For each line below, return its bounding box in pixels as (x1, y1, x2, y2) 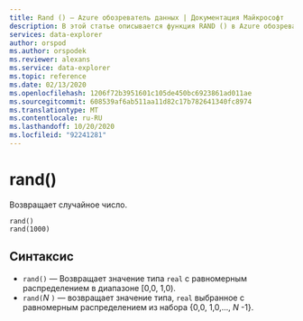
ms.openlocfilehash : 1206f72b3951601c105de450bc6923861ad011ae (9, 88, 252, 97)
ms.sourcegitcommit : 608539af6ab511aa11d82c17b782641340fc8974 (9, 96, 252, 106)
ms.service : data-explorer (9, 64, 111, 73)
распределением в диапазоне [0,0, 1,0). (22, 282, 176, 293)
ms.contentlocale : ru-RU (9, 114, 103, 123)
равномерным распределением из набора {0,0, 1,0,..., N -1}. (22, 301, 254, 312)
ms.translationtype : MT (9, 105, 99, 115)
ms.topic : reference (9, 72, 87, 81)
